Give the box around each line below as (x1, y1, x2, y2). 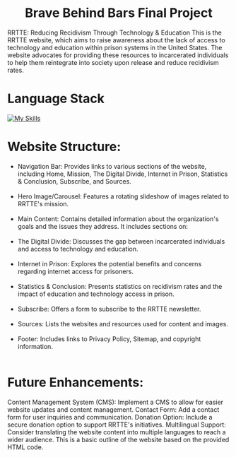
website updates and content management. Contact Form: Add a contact (7, 405, 220, 414)
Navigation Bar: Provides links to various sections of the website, (17, 162, 207, 170)
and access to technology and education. (17, 244, 138, 253)
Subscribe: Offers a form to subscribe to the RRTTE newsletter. (17, 304, 201, 313)
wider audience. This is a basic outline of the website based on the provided (7, 435, 230, 444)
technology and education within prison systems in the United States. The (7, 43, 223, 52)
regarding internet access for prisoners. (17, 267, 134, 275)
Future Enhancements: (7, 374, 144, 390)
